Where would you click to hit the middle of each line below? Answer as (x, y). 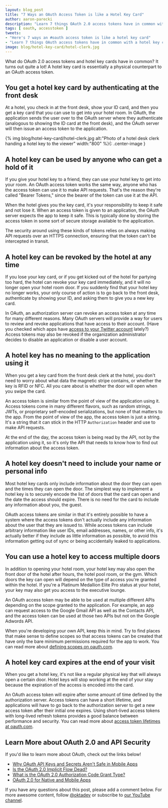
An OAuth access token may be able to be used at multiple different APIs (80, 600)
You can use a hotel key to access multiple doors (82, 557)
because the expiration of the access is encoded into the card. (69, 685)
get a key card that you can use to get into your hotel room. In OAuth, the (80, 113)
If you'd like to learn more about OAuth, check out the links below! (73, 754)
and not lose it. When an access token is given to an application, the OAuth (82, 210)
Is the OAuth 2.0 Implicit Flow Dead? (50, 769)
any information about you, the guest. (44, 505)
